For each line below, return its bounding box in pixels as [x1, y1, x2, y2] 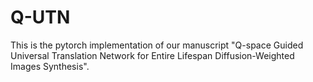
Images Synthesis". [10, 60, 90, 72]
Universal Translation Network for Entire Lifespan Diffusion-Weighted [10, 49, 295, 61]
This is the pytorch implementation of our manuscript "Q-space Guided [10, 39, 304, 51]
